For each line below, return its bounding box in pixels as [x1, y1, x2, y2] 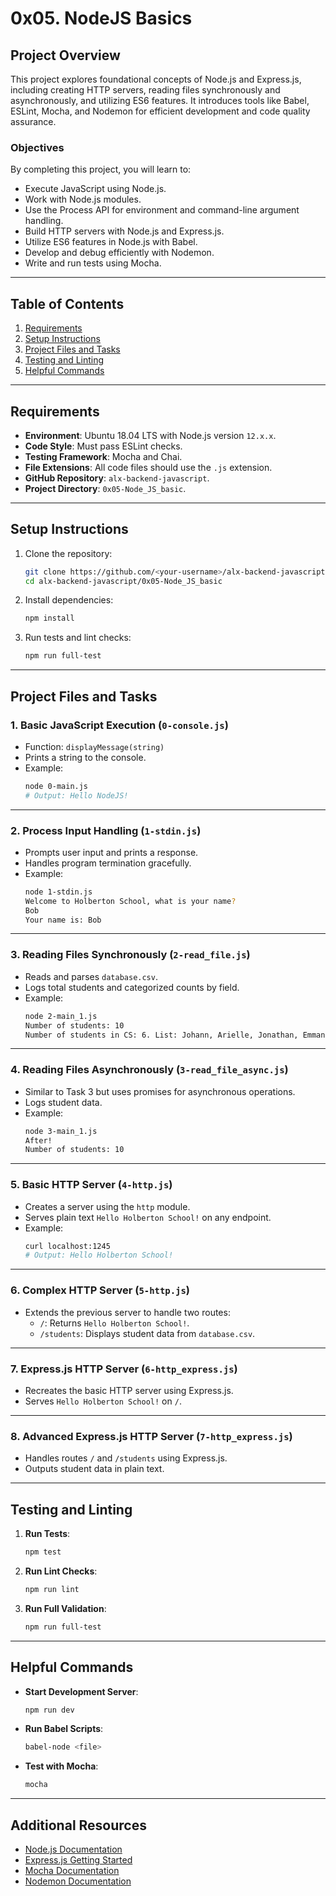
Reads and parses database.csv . [24, 970, 158, 982]
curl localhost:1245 [24, 1241, 111, 1251]
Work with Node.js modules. [24, 193, 142, 206]
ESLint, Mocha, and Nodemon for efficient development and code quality [10, 105, 311, 117]
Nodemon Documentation [24, 1875, 132, 1887]
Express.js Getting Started [24, 1853, 133, 1866]
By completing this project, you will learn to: [10, 163, 192, 176]
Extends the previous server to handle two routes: [24, 1306, 231, 1318]
